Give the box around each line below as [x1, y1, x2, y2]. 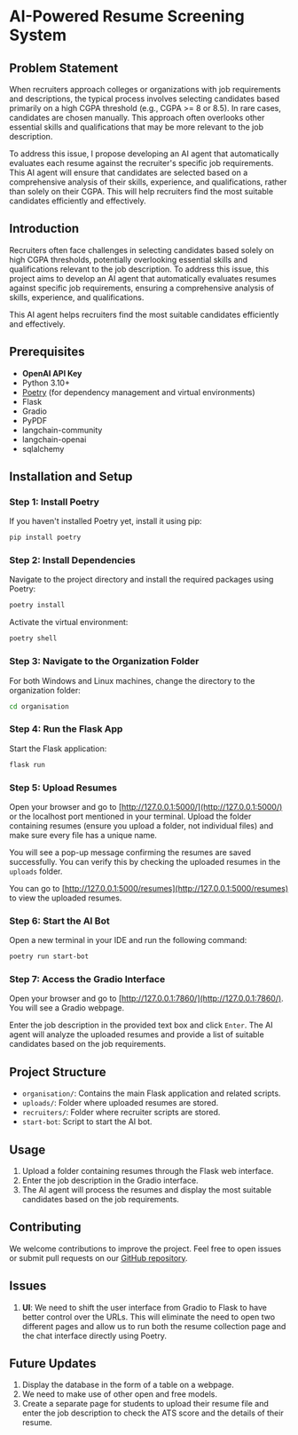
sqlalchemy [21, 443, 65, 454]
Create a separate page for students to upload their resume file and [21, 1399, 269, 1409]
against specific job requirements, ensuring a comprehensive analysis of [9, 282, 275, 293]
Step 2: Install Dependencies [9, 554, 136, 567]
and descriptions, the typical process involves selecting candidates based [9, 93, 280, 104]
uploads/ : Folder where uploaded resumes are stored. [21, 1098, 219, 1108]
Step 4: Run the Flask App [9, 723, 123, 735]
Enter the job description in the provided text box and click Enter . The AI [9, 1019, 273, 1031]
